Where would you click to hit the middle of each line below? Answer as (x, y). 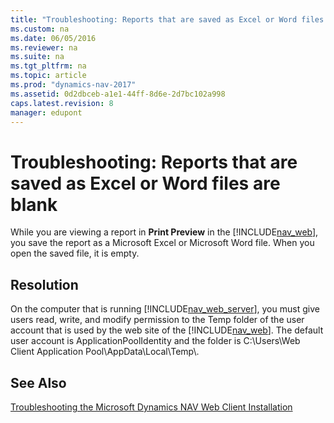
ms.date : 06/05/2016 (53, 38)
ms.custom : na (40, 29)
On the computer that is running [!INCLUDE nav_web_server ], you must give (165, 309)
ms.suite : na (37, 57)
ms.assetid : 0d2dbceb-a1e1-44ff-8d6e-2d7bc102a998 (118, 94)
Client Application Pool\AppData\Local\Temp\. (105, 352)
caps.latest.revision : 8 (62, 103)
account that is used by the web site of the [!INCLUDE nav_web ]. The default (167, 330)
